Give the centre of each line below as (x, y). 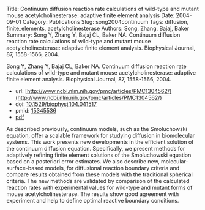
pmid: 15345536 (36, 111)
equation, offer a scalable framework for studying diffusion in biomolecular (101, 135)
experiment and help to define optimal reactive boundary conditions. (93, 201)
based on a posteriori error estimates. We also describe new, (83, 161)
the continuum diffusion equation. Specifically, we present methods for (96, 148)
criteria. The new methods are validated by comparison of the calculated (98, 181)
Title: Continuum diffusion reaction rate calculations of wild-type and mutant (102, 9)
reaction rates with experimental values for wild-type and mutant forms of (99, 187)
